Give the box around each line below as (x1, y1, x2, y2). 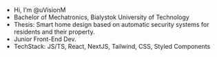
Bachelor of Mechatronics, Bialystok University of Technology (13, 13, 189, 21)
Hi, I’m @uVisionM (13, 6, 66, 14)
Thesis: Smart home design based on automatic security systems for (13, 21, 209, 28)
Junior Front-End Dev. (13, 35, 77, 43)
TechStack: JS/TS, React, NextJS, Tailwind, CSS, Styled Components (13, 43, 211, 50)
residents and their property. (13, 27, 95, 36)
